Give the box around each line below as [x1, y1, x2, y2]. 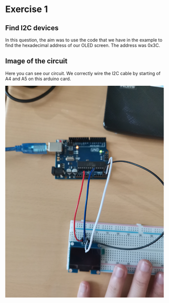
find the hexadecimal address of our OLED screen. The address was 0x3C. [5, 42, 160, 48]
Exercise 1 [5, 4, 48, 15]
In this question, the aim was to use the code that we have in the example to [5, 37, 162, 43]
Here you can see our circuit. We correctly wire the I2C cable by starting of [5, 70, 161, 76]
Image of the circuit [5, 57, 68, 66]
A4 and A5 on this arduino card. [5, 76, 71, 82]
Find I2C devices [5, 24, 59, 32]
